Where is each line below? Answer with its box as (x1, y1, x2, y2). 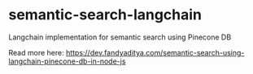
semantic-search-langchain (8, 6, 202, 24)
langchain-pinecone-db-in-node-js (8, 56, 126, 66)
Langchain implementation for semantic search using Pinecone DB (8, 32, 232, 42)
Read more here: (8, 47, 64, 57)
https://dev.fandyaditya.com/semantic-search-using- (65, 47, 245, 57)
